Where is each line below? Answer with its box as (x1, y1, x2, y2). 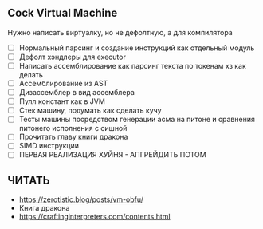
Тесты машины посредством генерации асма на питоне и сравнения (18, 115, 256, 124)
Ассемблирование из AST (18, 79, 108, 88)
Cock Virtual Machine (7, 6, 118, 20)
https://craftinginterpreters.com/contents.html (18, 211, 171, 222)
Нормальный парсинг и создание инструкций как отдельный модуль (18, 43, 255, 53)
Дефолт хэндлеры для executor (18, 52, 127, 61)
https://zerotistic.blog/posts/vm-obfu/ (18, 195, 144, 204)
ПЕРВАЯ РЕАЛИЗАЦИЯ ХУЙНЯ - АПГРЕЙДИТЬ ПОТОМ (18, 150, 206, 160)
